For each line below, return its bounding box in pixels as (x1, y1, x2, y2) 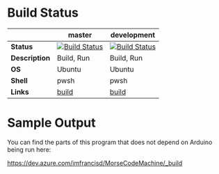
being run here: (7, 145, 51, 154)
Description (10, 53, 51, 63)
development (110, 30, 155, 40)
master (67, 30, 92, 40)
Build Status (7, 5, 79, 21)
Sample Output (7, 115, 96, 131)
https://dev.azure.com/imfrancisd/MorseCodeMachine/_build (7, 159, 183, 167)
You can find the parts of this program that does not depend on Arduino (7, 138, 213, 146)
